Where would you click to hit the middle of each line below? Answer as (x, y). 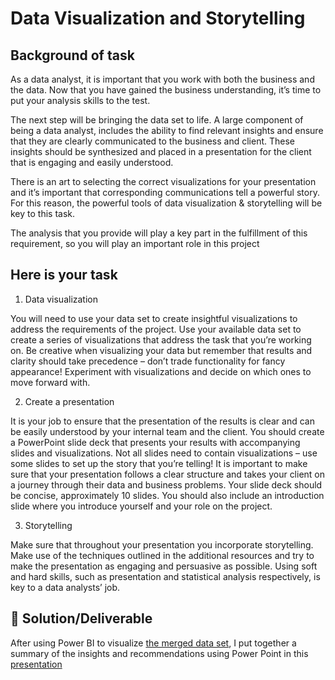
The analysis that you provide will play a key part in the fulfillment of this (159, 233)
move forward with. (50, 382)
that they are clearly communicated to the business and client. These (153, 141)
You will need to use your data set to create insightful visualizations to (154, 318)
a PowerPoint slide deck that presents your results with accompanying (155, 442)
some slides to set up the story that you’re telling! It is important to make (159, 463)
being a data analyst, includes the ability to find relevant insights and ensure (167, 130)
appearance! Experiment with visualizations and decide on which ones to (161, 371)
